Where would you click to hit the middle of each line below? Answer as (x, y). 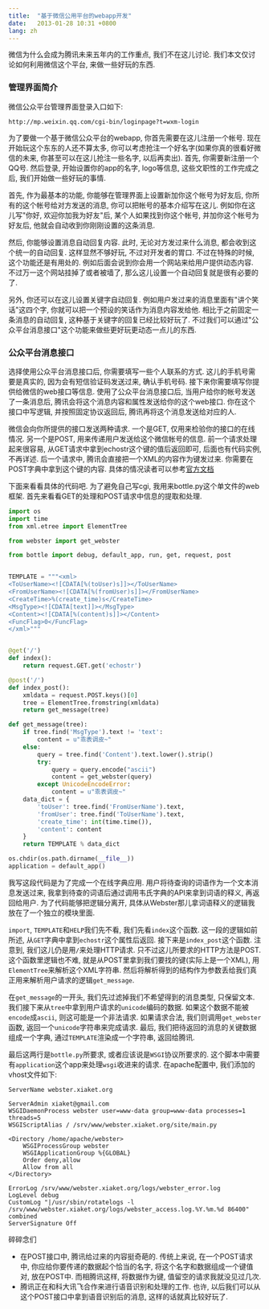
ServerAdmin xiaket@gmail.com (59, 1104)
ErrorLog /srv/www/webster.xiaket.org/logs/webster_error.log (114, 1188)
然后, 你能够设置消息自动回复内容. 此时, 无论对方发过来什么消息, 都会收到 (129, 242)
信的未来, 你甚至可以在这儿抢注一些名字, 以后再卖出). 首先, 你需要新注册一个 (134, 158)
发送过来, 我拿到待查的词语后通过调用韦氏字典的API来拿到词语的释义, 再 (134, 892)
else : (32, 747)
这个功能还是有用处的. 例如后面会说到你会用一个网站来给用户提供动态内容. (131, 262)
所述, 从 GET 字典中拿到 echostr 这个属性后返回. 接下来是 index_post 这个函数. (130, 940)
